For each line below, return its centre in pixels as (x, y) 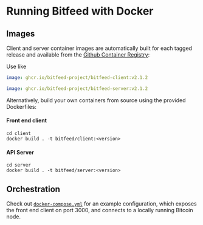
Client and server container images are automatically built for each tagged (99, 48)
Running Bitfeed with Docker (80, 11)
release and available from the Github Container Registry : (78, 55)
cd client (19, 133)
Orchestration (33, 189)
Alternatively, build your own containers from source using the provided (96, 100)
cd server (19, 165)
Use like (16, 66)
